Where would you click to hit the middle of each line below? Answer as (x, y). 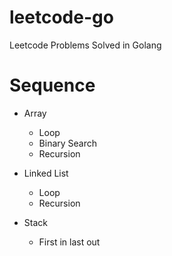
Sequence (52, 85)
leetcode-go (61, 17)
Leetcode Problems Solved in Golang (85, 45)
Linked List (46, 173)
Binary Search (68, 143)
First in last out (69, 242)
